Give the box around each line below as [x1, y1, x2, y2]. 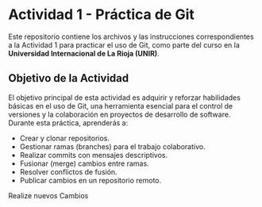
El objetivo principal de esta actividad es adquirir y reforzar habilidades [8, 93, 241, 102]
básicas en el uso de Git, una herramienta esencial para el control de [8, 101, 233, 110]
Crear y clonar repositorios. [19, 133, 110, 143]
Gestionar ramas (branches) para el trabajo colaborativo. [19, 141, 206, 151]
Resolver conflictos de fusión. [19, 167, 118, 176]
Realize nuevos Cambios [8, 190, 89, 200]
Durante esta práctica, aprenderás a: [8, 117, 129, 128]
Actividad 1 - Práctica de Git [8, 6, 195, 24]
